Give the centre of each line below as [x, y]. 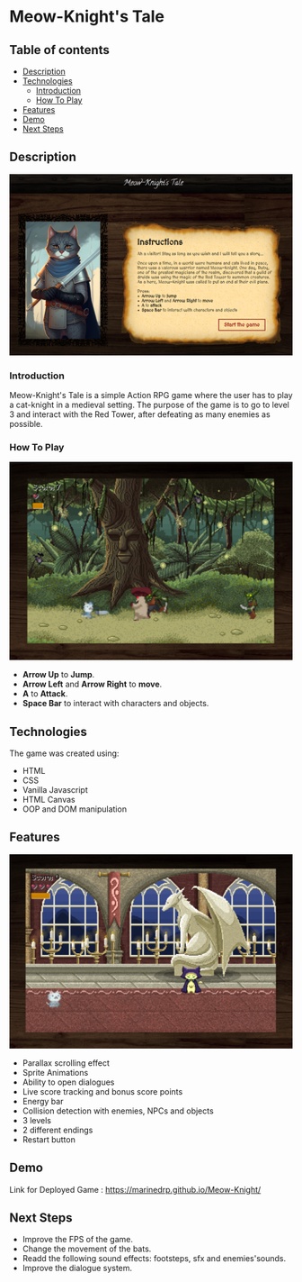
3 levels [37, 1120]
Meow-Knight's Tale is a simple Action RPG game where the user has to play [151, 395]
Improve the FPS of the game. [77, 1240]
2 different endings [58, 1130]
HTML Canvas [49, 800]
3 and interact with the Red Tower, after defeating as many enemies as [140, 414]
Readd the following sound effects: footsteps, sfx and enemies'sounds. [154, 1259]
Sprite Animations [55, 1072]
